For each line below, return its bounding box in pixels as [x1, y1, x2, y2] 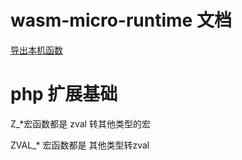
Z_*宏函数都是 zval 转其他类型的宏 [10, 117, 151, 130]
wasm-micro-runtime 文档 [10, 9, 232, 32]
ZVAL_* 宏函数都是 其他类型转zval [10, 139, 150, 151]
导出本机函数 [10, 44, 63, 56]
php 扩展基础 [10, 83, 118, 106]
